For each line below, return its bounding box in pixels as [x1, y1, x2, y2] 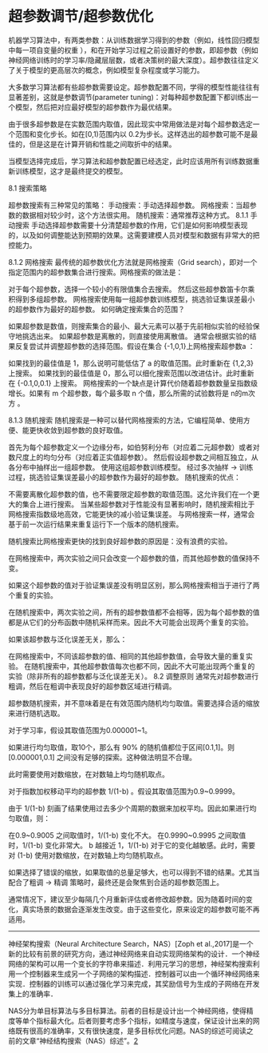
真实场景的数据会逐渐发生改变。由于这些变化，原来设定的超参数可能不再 [22, 904, 260, 914]
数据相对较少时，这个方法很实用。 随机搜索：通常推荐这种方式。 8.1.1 [22, 210, 249, 220]
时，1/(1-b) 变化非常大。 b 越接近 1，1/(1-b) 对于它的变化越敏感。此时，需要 [8, 840, 256, 850]
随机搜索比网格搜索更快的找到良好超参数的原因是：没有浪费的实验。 [8, 536, 232, 546]
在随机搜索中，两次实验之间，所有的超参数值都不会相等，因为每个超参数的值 [8, 607, 260, 617]
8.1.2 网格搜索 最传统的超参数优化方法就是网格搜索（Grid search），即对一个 [8, 257, 258, 266]
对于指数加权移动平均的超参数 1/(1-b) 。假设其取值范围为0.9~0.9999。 [8, 786, 240, 796]
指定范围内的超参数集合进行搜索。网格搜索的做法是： [8, 267, 183, 277]
